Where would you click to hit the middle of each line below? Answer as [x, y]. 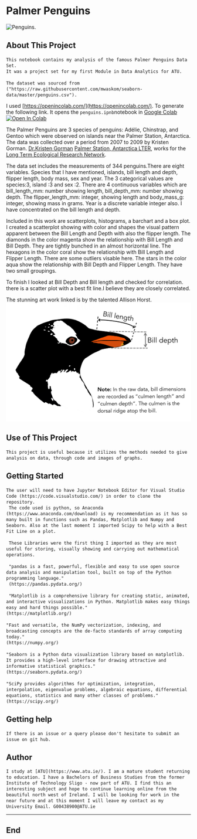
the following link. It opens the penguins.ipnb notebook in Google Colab [92, 112]
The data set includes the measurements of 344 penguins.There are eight [95, 166]
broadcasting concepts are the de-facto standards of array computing [94, 631]
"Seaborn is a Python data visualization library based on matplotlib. [95, 654]
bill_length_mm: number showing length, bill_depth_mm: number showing [95, 191]
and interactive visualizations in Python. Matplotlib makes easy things [98, 602]
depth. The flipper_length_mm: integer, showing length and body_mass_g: [95, 197]
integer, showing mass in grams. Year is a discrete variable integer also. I [94, 203]
